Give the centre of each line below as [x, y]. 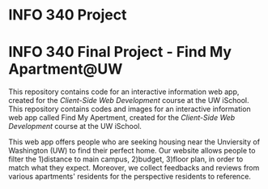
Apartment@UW [66, 69]
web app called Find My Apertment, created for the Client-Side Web [122, 118]
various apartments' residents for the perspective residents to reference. [130, 177]
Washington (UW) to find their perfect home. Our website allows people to [132, 151]
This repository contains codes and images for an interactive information [130, 109]
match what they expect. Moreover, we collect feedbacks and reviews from [134, 168]
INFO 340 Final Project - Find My [120, 52]
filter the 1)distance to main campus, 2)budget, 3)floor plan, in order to [126, 159]
